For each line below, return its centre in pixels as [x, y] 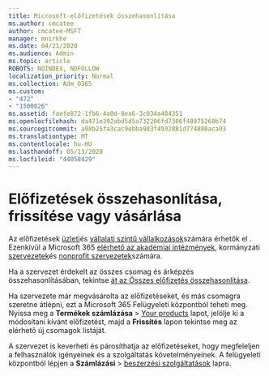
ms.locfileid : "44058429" [52, 159]
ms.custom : [27, 91]
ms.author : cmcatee [41, 23]
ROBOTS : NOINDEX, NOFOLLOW [54, 69]
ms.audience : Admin [41, 53]
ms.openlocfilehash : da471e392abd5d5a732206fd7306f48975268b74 [117, 122]
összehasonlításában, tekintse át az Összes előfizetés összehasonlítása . [129, 280]
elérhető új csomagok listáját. [58, 331]
